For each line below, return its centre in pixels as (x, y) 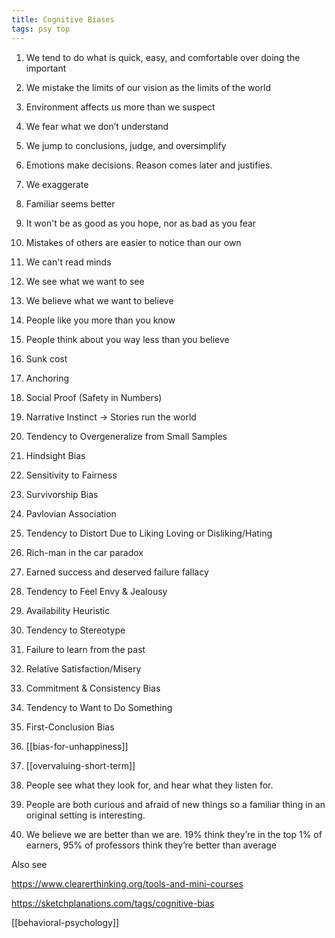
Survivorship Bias (62, 494)
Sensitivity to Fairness (71, 475)
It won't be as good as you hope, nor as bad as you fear (141, 223)
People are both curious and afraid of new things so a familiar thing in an (175, 804)
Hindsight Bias (55, 455)
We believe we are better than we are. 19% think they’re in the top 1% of (174, 834)
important (46, 68)
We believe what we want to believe (99, 300)
